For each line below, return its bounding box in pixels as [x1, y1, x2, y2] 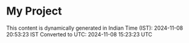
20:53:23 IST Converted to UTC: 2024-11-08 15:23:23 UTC [6, 30, 153, 38]
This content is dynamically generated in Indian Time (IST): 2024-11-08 [6, 24, 184, 31]
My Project [6, 4, 62, 18]
